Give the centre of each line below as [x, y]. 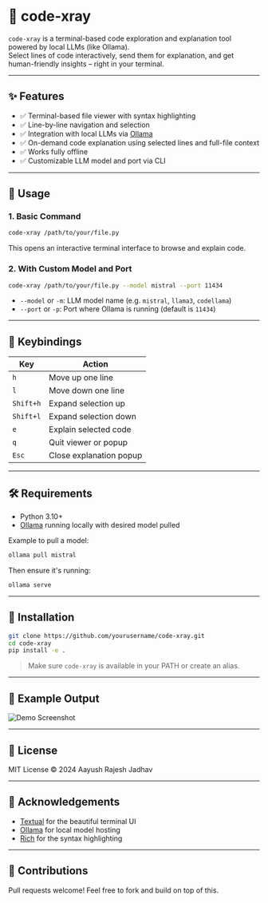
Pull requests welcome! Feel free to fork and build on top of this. [114, 890]
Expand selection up [87, 404]
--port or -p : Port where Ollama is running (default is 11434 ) [118, 309]
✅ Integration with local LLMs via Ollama [86, 133]
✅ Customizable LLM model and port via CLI [93, 160]
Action [96, 364]
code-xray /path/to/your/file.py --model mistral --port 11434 [116, 285]
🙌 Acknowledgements [64, 802]
